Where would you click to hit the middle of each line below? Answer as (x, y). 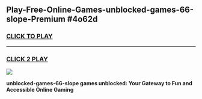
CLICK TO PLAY (29, 37)
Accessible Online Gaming (40, 89)
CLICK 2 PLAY (27, 59)
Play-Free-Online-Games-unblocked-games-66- (100, 10)
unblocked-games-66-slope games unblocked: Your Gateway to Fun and (99, 83)
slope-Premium (36, 19)
